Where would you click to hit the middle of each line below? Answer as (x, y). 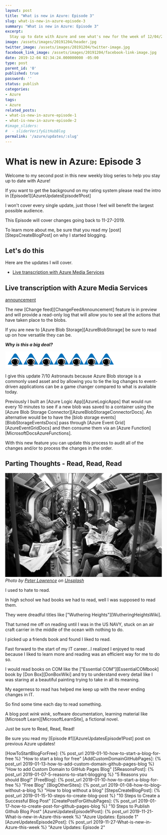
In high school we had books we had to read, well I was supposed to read (80, 600)
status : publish (22, 84)
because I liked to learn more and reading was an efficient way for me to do (83, 654)
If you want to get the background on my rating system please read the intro (83, 190)
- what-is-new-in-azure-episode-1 (41, 115)
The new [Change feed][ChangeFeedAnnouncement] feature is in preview (81, 310)
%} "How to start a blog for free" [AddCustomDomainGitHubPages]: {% (88, 759)
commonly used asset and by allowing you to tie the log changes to (74, 381)
